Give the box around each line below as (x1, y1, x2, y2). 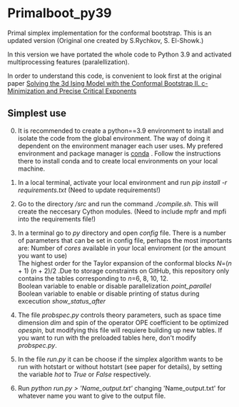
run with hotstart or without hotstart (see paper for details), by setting (17, 362, 223, 371)
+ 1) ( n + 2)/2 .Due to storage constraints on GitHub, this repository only (17, 266, 230, 275)
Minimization (7, 86, 45, 95)
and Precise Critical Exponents (46, 86, 137, 95)
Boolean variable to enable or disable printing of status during (17, 289, 200, 298)
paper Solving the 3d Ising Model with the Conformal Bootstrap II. (7, 79, 200, 87)
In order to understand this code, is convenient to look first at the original (7, 71, 222, 80)
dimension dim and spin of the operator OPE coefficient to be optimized (17, 318, 229, 326)
